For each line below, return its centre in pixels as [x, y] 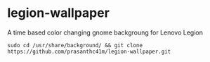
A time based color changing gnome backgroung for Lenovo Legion [105, 32]
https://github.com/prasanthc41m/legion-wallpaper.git [89, 51]
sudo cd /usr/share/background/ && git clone [75, 45]
